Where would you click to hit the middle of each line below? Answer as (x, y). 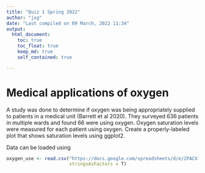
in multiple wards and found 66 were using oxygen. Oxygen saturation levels (103, 122)
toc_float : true (38, 46)
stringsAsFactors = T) (98, 164)
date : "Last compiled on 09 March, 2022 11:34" (68, 23)
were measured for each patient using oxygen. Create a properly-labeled (98, 129)
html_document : (31, 35)
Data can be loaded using (39, 147)
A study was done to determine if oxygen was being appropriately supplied (101, 110)
